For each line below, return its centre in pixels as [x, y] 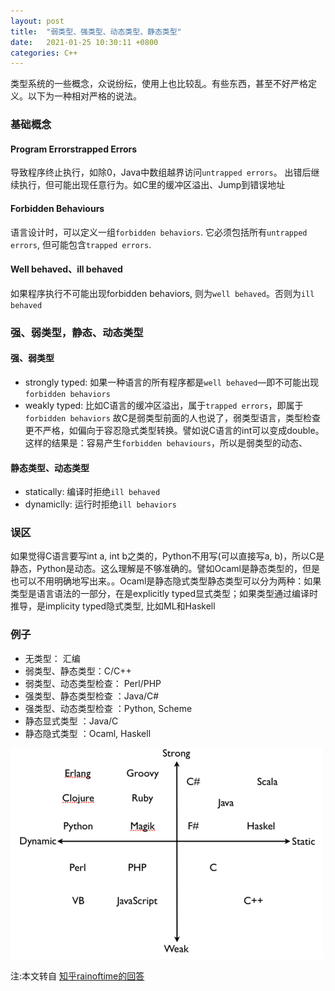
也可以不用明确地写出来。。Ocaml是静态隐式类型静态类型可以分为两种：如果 [166, 581]
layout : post [37, 21]
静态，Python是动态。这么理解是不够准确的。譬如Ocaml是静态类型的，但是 [165, 569]
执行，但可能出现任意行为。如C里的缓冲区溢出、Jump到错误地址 [152, 185]
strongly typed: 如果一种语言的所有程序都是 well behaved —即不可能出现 [172, 382]
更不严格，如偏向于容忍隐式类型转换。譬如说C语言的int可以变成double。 [174, 430]
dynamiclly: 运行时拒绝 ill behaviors [100, 504]
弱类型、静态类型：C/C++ [78, 671]
